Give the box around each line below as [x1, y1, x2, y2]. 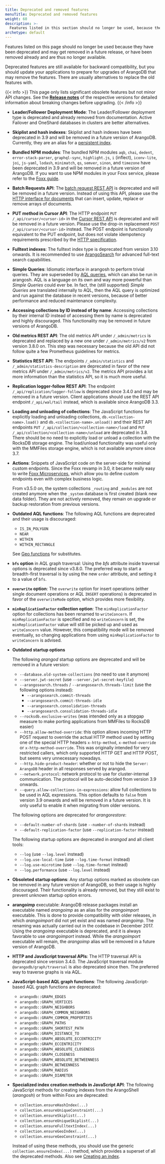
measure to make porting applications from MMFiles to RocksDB [19, 719, 150, 724]
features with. [5, 80, 33, 85]
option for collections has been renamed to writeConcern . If [12, 611, 133, 617]
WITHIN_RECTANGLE [19, 542, 55, 547]
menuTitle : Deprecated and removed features [5, 12, 98, 17]
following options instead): [19, 687, 74, 693]
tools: [12, 842, 24, 847]
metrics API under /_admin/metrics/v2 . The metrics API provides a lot [12, 368, 153, 374]
